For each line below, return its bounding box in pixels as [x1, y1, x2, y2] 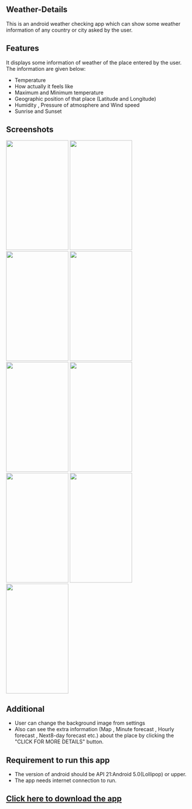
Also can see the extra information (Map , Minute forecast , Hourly [14, 726, 174, 733]
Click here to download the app [6, 794, 122, 804]
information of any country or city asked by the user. [6, 26, 133, 33]
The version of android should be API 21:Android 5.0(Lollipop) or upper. [14, 771, 187, 778]
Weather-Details [6, 5, 68, 15]
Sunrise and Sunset [14, 108, 62, 115]
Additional [6, 704, 45, 714]
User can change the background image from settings [14, 719, 145, 726]
